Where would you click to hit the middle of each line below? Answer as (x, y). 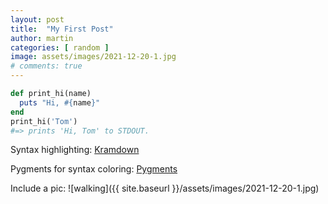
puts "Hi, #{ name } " (60, 102)
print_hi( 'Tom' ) (44, 121)
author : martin (42, 38)
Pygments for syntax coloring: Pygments (94, 169)
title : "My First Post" (62, 29)
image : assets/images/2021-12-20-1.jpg (93, 57)
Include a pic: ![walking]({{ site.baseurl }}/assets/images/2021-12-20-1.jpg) (165, 188)
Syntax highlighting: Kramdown (75, 150)
